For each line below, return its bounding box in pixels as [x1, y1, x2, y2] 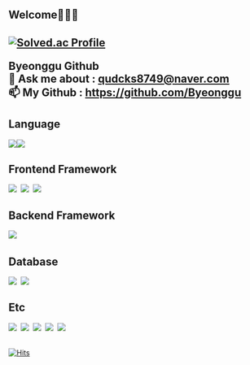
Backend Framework [8, 208, 116, 222]
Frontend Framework [8, 162, 117, 176]
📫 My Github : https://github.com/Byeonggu [8, 85, 242, 99]
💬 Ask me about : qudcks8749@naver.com [8, 72, 230, 85]
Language [8, 117, 61, 131]
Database [8, 254, 59, 268]
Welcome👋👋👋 [8, 8, 79, 22]
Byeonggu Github [8, 59, 99, 73]
